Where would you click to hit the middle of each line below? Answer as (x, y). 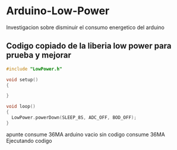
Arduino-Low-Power (58, 11)
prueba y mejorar (39, 55)
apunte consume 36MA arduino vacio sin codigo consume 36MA (86, 134)
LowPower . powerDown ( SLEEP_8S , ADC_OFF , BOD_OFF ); (74, 117)
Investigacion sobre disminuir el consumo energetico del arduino (86, 27)
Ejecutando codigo (29, 141)
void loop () (21, 107)
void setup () (22, 79)
